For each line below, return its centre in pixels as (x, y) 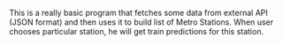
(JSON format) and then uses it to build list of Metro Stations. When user (141, 22)
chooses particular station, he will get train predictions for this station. (136, 31)
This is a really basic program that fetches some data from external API (138, 13)
